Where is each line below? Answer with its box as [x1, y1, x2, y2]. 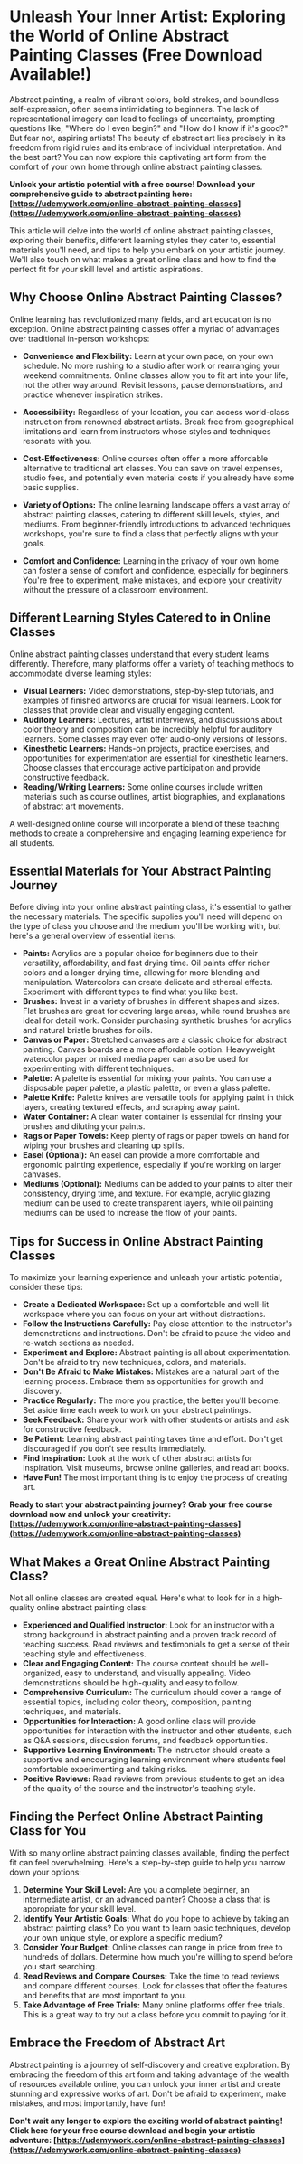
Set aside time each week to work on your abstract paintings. [22, 1405, 251, 1416]
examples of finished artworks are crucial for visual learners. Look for [22, 695, 282, 706]
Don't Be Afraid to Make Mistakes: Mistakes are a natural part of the [22, 1366, 279, 1377]
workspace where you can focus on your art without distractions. [22, 1309, 266, 1320]
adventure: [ [9, 2134, 57, 2145]
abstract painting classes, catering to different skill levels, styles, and [22, 508, 280, 519]
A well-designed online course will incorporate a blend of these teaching [9, 818, 280, 829]
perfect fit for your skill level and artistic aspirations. [9, 263, 204, 274]
